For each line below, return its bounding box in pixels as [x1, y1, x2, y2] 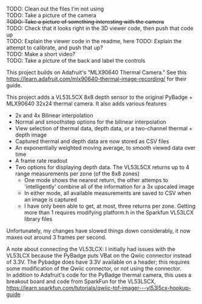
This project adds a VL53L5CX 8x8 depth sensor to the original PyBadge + [6, 94, 193, 101]
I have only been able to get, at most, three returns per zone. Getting [24, 202, 196, 210]
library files [24, 216, 53, 222]
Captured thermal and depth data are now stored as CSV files [15, 138, 169, 145]
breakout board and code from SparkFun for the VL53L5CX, [6, 278, 157, 285]
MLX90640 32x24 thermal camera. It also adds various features [6, 100, 167, 107]
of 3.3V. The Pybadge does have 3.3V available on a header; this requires [6, 258, 190, 266]
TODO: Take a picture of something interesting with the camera [6, 18, 164, 25]
